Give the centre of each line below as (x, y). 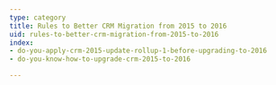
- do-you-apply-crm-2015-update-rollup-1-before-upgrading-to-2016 (138, 51)
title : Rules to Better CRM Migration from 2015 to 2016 (118, 26)
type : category (38, 17)
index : (22, 42)
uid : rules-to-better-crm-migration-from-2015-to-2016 (114, 34)
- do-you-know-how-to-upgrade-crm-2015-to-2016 (100, 59)
